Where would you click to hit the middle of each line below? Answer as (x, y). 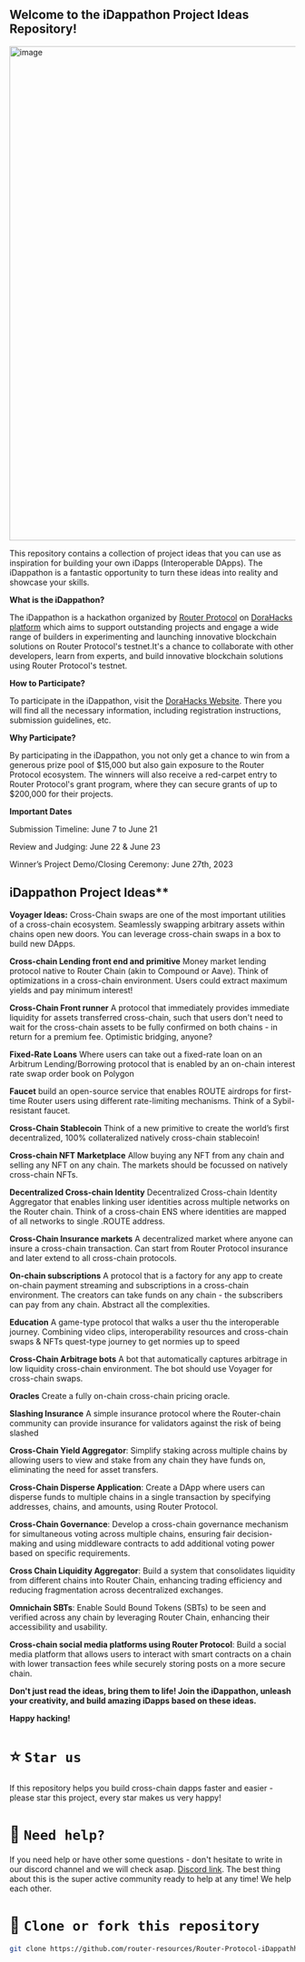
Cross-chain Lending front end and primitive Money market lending (138, 961)
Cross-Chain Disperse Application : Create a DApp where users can (137, 1487)
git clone (28, 1949)
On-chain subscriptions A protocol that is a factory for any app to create (146, 1276)
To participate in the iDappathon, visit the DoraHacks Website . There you (146, 700)
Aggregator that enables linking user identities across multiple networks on (150, 1201)
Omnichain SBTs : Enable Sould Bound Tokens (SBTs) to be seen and (138, 1607)
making (24, 1543)
